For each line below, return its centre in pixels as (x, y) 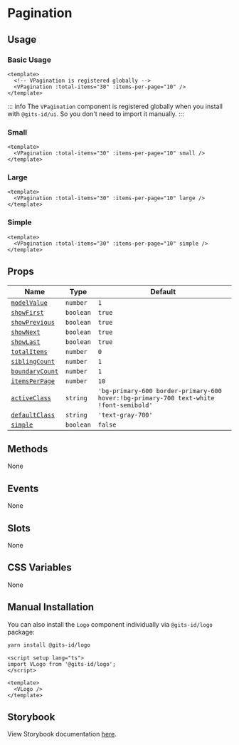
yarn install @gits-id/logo (49, 645)
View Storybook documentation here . (62, 734)
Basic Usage (30, 60)
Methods (28, 449)
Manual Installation (51, 607)
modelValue (29, 303)
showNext (26, 332)
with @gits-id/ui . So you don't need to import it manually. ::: (96, 114)
